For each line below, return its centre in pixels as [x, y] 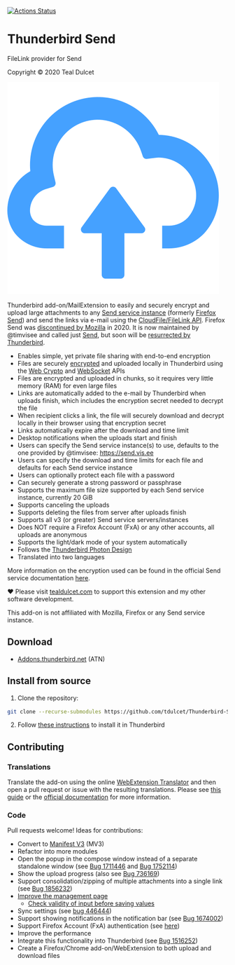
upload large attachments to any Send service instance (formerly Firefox [112, 313]
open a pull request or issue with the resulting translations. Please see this [114, 790]
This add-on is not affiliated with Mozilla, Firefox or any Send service [106, 612]
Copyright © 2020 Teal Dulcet [51, 72]
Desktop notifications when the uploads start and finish [97, 437]
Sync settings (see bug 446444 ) [64, 911]
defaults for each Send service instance [75, 467]
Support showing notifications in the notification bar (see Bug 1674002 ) [120, 919]
